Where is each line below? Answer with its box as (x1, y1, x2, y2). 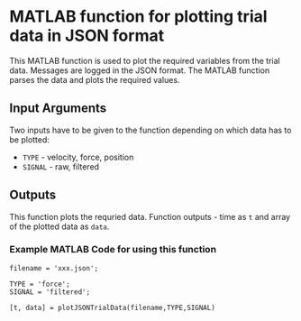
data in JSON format (9, 25, 165, 46)
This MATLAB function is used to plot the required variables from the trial (9, 55, 281, 66)
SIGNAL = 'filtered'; (9, 287, 91, 297)
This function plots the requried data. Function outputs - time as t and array (9, 211, 291, 222)
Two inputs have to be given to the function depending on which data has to (9, 124, 292, 135)
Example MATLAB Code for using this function (9, 243, 217, 256)
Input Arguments (9, 101, 107, 116)
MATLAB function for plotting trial (9, 6, 268, 27)
